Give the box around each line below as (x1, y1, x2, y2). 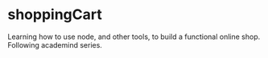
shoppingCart (7, 6, 102, 24)
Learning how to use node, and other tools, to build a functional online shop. (7, 32, 261, 41)
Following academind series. (7, 40, 102, 49)
